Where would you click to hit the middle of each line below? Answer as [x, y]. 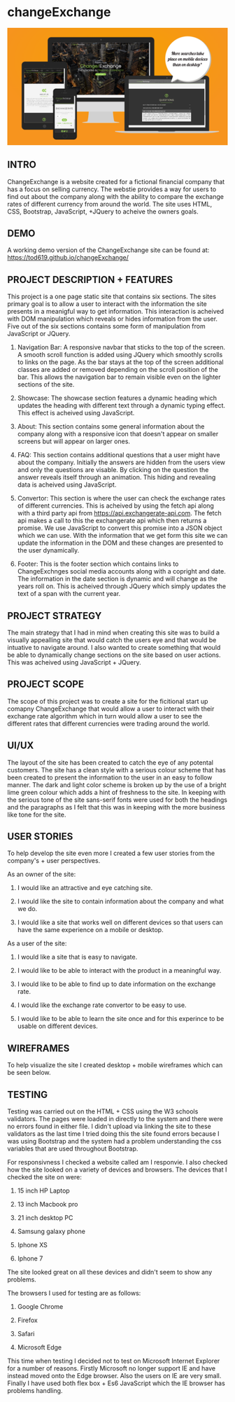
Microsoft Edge [40, 1347]
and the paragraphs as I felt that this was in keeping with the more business [116, 807]
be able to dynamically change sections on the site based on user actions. [114, 655]
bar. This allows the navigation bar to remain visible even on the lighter [119, 377]
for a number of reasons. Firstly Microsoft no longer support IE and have [111, 1368]
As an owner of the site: [42, 874]
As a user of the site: [37, 943]
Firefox [28, 1320]
